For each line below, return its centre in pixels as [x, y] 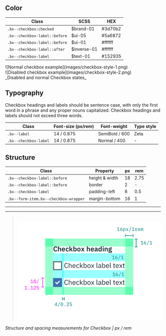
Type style [145, 126]
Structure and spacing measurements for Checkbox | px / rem [68, 328]
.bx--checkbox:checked [31, 29]
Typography [24, 93]
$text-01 [81, 56]
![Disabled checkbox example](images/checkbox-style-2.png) [68, 72]
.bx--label [18, 134]
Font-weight [114, 126]
